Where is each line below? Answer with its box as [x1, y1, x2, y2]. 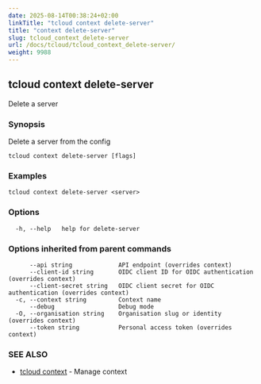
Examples [8, 171, 48, 182]
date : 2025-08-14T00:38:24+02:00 [8, 11, 119, 20]
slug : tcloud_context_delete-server [8, 33, 129, 42]
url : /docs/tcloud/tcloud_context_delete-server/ [8, 41, 176, 49]
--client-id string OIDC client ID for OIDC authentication [29, 268, 254, 276]
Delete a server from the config [8, 136, 111, 147]
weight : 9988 [8, 48, 52, 56]
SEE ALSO [8, 348, 48, 359]
